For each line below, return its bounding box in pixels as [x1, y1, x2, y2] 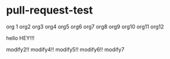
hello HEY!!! [6, 34, 34, 41]
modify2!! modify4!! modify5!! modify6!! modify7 [6, 45, 124, 53]
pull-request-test [6, 4, 93, 17]
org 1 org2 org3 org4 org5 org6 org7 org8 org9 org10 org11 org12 [6, 23, 164, 30]
